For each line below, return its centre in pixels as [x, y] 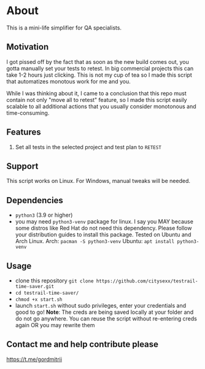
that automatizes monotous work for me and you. [68, 81]
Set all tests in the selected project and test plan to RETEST [88, 147]
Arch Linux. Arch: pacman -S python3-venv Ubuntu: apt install [95, 241]
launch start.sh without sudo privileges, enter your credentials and [100, 305]
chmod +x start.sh [39, 300]
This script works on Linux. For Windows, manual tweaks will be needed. [98, 181]
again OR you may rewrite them [55, 325]
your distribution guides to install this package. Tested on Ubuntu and [103, 235]
